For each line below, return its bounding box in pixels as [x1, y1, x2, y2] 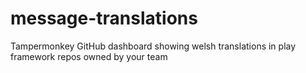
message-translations [10, 7, 198, 30]
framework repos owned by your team [10, 50, 168, 62]
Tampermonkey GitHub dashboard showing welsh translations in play [10, 40, 297, 52]
